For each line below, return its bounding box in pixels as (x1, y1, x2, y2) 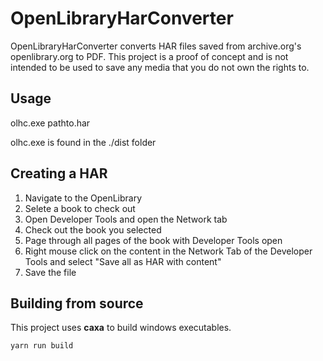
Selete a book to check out (24, 202, 136, 214)
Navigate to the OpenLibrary (24, 192, 143, 204)
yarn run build (10, 341, 74, 351)
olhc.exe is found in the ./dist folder (10, 136, 157, 148)
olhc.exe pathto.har (10, 117, 91, 129)
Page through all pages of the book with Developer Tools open (24, 234, 283, 246)
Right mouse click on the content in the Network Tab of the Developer (24, 245, 313, 257)
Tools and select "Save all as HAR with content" (24, 255, 222, 267)
